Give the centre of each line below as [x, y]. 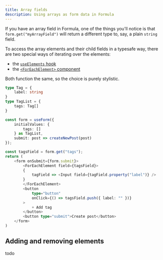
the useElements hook [34, 64]
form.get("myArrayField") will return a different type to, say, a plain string [81, 34]
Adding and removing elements [54, 241]
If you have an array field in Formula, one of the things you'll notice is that [80, 28]
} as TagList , [28, 134]
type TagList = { [23, 102]
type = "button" [46, 193]
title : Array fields [27, 10]
